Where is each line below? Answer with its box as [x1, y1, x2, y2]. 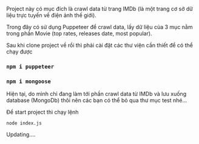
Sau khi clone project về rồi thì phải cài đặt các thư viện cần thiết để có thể [6, 42, 193, 49]
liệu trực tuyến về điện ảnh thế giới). [6, 12, 97, 19]
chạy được [6, 48, 33, 55]
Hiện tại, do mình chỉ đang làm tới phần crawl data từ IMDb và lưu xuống [6, 91, 187, 98]
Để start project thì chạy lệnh [6, 109, 79, 116]
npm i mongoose [6, 78, 52, 84]
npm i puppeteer [6, 63, 55, 70]
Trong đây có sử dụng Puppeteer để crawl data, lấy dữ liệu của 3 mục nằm [6, 24, 193, 30]
